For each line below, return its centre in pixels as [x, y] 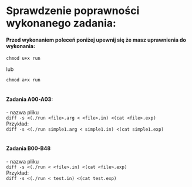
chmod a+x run [23, 80]
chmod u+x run [23, 59]
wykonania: [21, 46]
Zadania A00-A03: [30, 99]
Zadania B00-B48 [28, 148]
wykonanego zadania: [61, 23]
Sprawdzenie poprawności [73, 11]
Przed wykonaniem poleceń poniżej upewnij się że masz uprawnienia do [96, 40]
